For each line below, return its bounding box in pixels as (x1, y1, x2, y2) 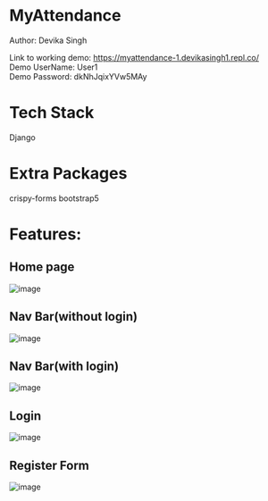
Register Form (9, 457, 89, 473)
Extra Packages (9, 163, 128, 184)
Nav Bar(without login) (9, 309, 138, 324)
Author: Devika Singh (9, 35, 88, 46)
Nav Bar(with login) (9, 359, 119, 374)
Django (9, 131, 36, 143)
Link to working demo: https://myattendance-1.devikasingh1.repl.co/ (9, 52, 260, 63)
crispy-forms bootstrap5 (9, 193, 100, 204)
